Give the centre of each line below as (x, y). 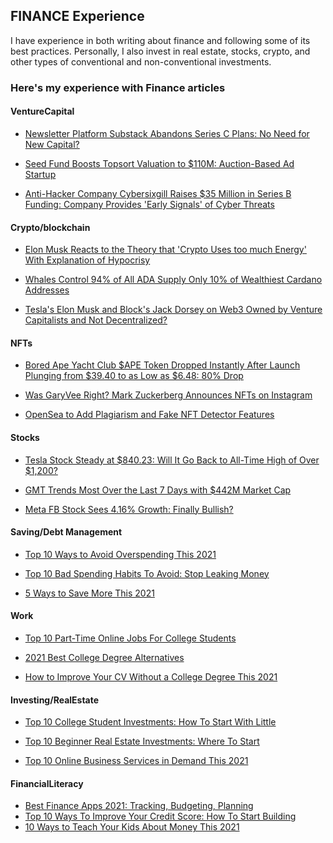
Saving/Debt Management (66, 532)
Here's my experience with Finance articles (118, 87)
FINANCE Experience (77, 16)
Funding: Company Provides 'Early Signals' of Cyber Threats (149, 204)
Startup (40, 174)
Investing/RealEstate (55, 700)
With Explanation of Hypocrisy (87, 260)
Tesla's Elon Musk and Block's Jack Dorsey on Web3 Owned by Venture (173, 310)
